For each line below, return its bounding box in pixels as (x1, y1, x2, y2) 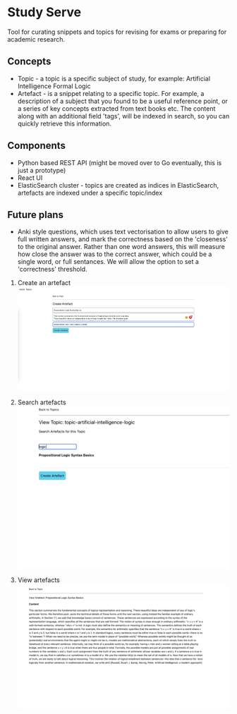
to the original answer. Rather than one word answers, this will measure (17, 243, 226, 251)
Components (7, 140, 66, 152)
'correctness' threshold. (17, 265, 87, 274)
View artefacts (17, 576, 60, 584)
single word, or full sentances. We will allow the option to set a (17, 258, 200, 266)
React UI (17, 174, 43, 182)
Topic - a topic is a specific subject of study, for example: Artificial (17, 74, 210, 83)
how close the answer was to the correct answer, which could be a (17, 250, 212, 258)
